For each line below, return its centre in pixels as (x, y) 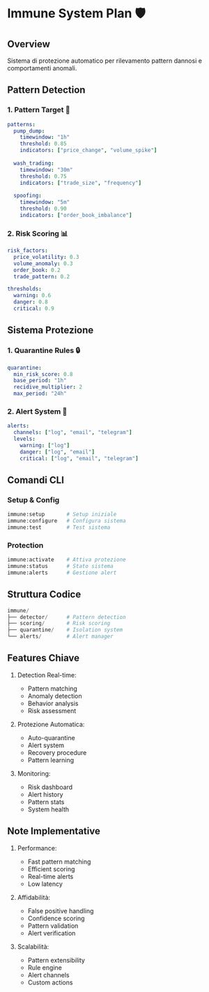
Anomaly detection (55, 696)
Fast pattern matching (59, 862)
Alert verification (52, 933)
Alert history (46, 794)
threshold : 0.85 (44, 144)
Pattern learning (51, 760)
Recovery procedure (57, 752)
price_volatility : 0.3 (46, 257)
